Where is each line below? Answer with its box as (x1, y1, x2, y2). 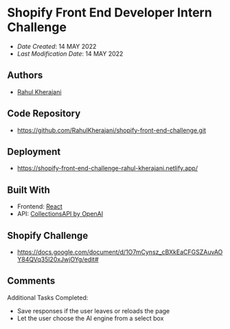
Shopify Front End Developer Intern (7, 5, 213, 21)
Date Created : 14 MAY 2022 (16, 42, 97, 50)
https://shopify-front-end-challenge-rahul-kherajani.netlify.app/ (16, 164, 198, 173)
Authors (7, 70, 43, 81)
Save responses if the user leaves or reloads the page (16, 306, 170, 315)
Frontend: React (16, 202, 63, 211)
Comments (7, 275, 56, 287)
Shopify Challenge (7, 229, 89, 242)
